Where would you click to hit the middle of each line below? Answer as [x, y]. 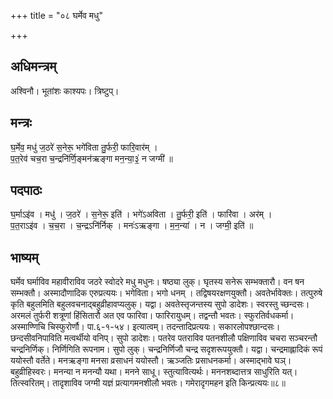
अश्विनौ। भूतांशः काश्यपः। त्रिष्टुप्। [65, 91]
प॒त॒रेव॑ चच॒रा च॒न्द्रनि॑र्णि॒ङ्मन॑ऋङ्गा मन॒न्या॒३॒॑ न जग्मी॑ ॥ [91, 158]
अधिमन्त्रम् [33, 66]
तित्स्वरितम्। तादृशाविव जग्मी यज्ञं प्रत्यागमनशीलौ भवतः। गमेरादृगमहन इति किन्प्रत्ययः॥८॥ [148, 383]
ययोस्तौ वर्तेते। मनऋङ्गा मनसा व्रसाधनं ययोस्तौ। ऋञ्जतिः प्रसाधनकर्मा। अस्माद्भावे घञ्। [151, 361]
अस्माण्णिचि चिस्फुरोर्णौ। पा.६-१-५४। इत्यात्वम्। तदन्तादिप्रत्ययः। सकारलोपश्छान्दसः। [145, 327]
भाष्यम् [24, 257]
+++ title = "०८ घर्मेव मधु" [56, 15]
